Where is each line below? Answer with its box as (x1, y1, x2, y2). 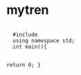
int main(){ (12, 43, 48, 50)
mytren (6, 2, 49, 18)
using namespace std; (12, 37, 75, 44)
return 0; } (6, 61, 41, 68)
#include (12, 31, 38, 38)
